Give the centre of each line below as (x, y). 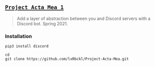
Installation (19, 36)
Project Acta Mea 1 (34, 8)
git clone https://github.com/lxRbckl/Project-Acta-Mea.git (67, 59)
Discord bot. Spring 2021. (42, 23)
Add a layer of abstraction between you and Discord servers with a (84, 18)
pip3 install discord (27, 46)
